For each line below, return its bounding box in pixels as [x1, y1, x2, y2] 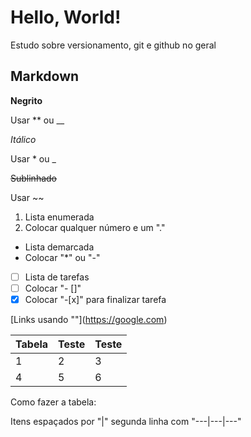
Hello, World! [10, 6, 122, 29]
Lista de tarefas [24, 271, 90, 283]
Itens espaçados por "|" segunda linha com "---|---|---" [10, 415, 242, 427]
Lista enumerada [24, 211, 95, 223]
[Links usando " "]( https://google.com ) [10, 313, 168, 325]
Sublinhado [10, 172, 57, 184]
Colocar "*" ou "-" [24, 251, 101, 263]
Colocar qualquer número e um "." [24, 221, 166, 233]
